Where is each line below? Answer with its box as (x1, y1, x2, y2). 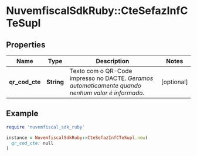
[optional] (161, 78, 188, 86)
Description (96, 57, 130, 65)
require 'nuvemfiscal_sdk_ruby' (6, 124, 85, 130)
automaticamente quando (69, 82, 142, 89)
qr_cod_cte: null (11, 140, 54, 146)
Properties (6, 40, 46, 50)
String (46, 78, 64, 86)
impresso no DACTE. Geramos (69, 74, 154, 82)
